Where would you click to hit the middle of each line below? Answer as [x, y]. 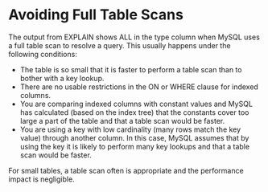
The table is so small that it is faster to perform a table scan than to [131, 69]
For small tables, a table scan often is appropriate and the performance [126, 170]
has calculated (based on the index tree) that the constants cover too [134, 112]
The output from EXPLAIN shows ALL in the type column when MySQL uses [134, 37]
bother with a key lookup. [62, 78]
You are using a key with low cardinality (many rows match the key [130, 129]
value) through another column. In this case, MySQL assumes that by [134, 137]
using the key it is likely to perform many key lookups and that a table [135, 146]
